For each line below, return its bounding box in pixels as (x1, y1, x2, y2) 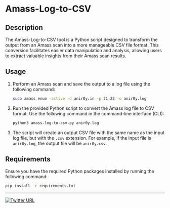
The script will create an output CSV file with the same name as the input (12, 130, 165, 136)
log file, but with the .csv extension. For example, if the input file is (12, 135, 152, 141)
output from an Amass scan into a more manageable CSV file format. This (5, 42, 159, 48)
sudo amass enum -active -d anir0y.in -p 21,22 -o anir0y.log (12, 96, 147, 101)
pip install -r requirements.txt (5, 183, 76, 189)
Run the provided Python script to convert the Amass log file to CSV (12, 105, 154, 111)
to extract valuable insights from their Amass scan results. (5, 53, 126, 59)
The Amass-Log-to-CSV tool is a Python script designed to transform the (5, 36, 158, 43)
